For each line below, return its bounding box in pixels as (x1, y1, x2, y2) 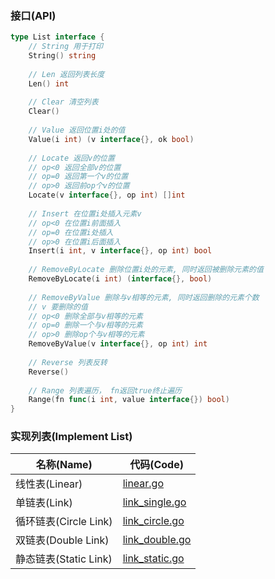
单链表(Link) (15, 496, 73, 510)
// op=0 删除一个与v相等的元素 (28, 320, 143, 331)
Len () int (28, 78, 70, 89)
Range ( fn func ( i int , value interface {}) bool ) (28, 395, 230, 405)
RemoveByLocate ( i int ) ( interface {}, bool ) (28, 274, 213, 284)
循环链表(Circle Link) (15, 515, 113, 529)
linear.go (122, 477, 165, 491)
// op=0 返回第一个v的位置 (28, 172, 129, 182)
